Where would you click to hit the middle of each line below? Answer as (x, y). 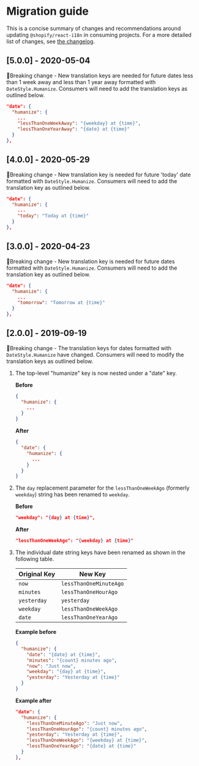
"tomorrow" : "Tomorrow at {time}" (61, 303)
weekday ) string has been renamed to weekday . (73, 494)
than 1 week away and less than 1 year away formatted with (81, 82)
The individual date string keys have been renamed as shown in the (100, 553)
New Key (92, 574)
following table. (35, 559)
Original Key (37, 574)
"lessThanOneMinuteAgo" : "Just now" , (75, 723)
